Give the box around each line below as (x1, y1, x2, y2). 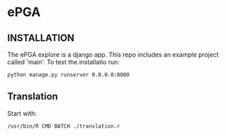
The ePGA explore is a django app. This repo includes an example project (7, 50, 219, 59)
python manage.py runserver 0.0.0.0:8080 (7, 71, 130, 78)
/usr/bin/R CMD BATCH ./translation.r (7, 123, 120, 130)
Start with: (7, 109, 37, 117)
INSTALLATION (7, 32, 75, 44)
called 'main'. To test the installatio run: (7, 58, 120, 66)
